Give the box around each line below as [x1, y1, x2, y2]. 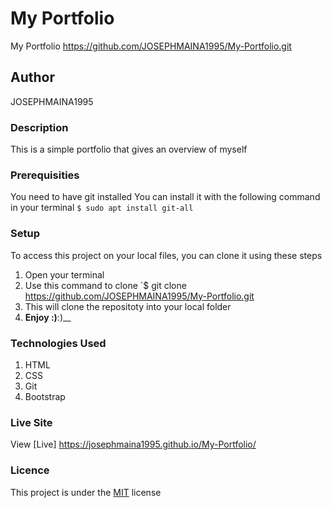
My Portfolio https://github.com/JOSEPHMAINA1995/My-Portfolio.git [10, 40, 292, 52]
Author [10, 69, 55, 86]
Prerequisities [10, 168, 80, 182]
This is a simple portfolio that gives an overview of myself [10, 143, 248, 156]
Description [10, 120, 69, 134]
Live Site [10, 415, 53, 429]
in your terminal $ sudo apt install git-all [10, 202, 194, 214]
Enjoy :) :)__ [24, 311, 72, 323]
